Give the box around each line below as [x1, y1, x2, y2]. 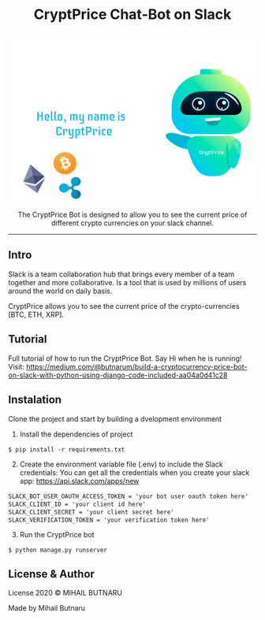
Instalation [8, 393, 62, 407]
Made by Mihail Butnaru [8, 603, 85, 613]
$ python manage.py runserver [8, 546, 108, 554]
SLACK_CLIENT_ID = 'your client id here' [8, 500, 147, 508]
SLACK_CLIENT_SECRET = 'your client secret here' [8, 508, 175, 516]
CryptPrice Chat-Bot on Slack [33, 6, 232, 24]
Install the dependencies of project [19, 429, 133, 439]
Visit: [8, 362, 25, 371]
